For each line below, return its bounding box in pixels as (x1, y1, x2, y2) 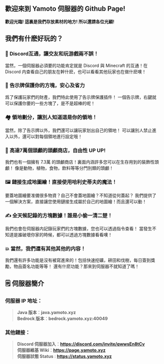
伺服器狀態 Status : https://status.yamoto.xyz (17, 353, 112, 360)
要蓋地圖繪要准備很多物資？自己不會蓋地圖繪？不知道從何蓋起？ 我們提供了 (5, 192, 157, 198)
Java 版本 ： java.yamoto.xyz (17, 309, 76, 315)
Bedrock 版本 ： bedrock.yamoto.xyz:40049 (17, 315, 108, 321)
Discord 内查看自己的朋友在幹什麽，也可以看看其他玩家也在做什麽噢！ (5, 68, 146, 75)
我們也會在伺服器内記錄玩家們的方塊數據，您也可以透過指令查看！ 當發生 (5, 225, 152, 231)
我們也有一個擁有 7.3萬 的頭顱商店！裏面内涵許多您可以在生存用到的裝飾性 (5, 159, 155, 165)
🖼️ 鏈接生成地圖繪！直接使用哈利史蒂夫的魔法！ (5, 179, 117, 186)
